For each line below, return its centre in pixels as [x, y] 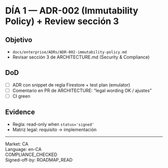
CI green [21, 96]
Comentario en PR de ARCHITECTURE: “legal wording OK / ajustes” [82, 90]
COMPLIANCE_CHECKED [31, 154]
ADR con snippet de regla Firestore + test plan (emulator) [71, 84]
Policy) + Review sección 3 [62, 21]
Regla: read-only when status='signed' [53, 124]
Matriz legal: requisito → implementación [54, 129]
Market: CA [17, 144]
